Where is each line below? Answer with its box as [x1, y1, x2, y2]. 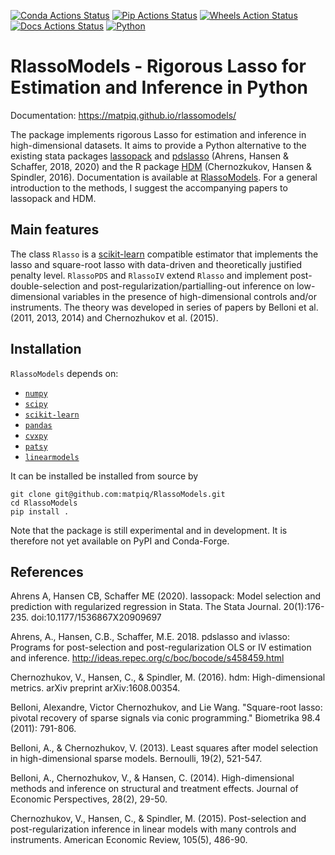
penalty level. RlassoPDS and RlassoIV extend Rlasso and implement [10, 269, 288, 281]
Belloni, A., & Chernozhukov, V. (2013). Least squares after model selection [10, 742, 318, 754]
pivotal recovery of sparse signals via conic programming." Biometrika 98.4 [10, 712, 321, 724]
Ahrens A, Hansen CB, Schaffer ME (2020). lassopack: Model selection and [10, 590, 321, 602]
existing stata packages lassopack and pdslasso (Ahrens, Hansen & [10, 150, 289, 162]
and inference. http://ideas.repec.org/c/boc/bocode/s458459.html [10, 652, 285, 664]
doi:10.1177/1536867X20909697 [31, 611, 162, 624]
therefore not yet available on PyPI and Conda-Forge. [10, 535, 230, 547]
